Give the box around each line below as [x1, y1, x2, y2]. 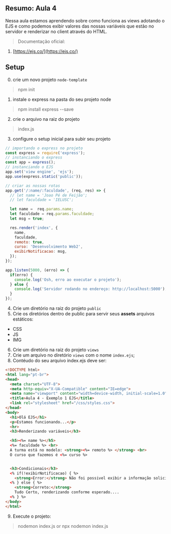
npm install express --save [17, 106, 74, 112]
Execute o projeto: [12, 513, 51, 519]
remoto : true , [14, 239, 44, 245]
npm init [17, 86, 35, 92]
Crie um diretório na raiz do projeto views [12, 346, 99, 353]
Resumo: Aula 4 [5, 4, 57, 13]
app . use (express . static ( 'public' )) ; [5, 174, 83, 179]
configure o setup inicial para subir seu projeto [12, 136, 111, 142]
